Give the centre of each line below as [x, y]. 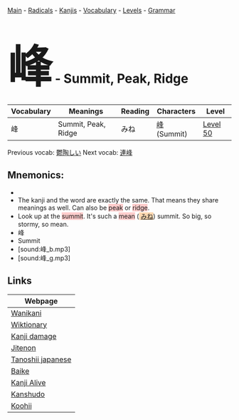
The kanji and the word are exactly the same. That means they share [118, 200]
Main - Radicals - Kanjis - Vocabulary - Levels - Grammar [91, 10]
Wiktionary [29, 324]
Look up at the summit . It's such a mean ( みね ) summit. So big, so [115, 216]
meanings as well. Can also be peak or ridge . [84, 208]
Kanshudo [28, 394]
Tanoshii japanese [41, 359]
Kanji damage [34, 336]
